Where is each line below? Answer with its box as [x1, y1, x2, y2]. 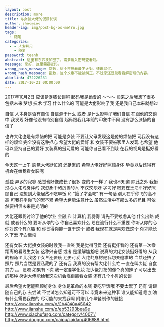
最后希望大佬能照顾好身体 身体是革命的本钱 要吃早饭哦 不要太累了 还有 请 [5, 283, 153, 289]
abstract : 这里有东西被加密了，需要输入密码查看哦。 [5, 57, 100, 62]
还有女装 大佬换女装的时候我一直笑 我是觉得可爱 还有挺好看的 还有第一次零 [5, 242, 156, 248]
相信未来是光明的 [13, 203, 48, 209]
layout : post [5, 7, 32, 12]
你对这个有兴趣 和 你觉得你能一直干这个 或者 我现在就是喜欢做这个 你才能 [5, 226, 153, 232]
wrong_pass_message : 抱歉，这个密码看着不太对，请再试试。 [5, 67, 115, 71]
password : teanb [5, 52, 38, 58]
